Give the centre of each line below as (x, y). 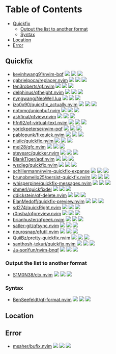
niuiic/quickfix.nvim (33, 141)
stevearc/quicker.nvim (36, 153)
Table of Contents (44, 9)
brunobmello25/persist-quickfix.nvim (51, 177)
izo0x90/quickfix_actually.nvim (45, 104)
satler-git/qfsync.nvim (36, 225)
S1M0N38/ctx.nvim (33, 275)
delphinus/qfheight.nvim (38, 92)
